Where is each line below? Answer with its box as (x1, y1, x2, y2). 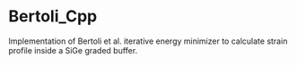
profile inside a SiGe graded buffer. (8, 45, 138, 55)
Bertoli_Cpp (8, 6, 98, 27)
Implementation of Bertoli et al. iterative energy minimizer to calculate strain (8, 36, 288, 46)
